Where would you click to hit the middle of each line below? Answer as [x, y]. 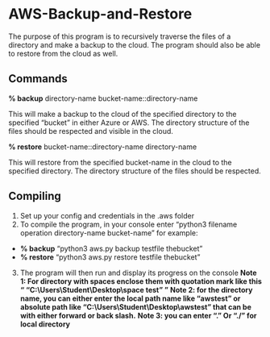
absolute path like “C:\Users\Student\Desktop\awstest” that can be [135, 306]
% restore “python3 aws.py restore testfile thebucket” [110, 257]
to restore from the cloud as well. [63, 53]
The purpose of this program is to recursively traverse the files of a [120, 36]
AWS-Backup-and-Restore [100, 14]
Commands [38, 79]
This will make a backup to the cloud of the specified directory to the [123, 114]
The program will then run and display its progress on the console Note [138, 273]
